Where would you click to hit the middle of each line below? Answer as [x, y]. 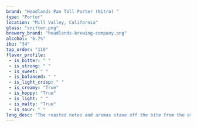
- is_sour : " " [27, 109]
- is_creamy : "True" [34, 88]
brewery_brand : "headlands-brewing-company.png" [67, 33]
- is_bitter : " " [30, 60]
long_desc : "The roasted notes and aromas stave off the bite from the [95, 115]
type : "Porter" [25, 17]
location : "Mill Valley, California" [52, 22]
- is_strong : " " [30, 66]
